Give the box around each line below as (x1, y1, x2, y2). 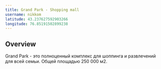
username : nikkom (5, 12, 41, 17)
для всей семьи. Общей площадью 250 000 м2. (5, 58, 107, 64)
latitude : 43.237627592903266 (5, 16, 68, 21)
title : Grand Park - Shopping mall (5, 7, 79, 12)
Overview (5, 39, 36, 48)
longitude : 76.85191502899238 (5, 21, 68, 26)
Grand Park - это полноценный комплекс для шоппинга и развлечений (5, 53, 156, 59)
